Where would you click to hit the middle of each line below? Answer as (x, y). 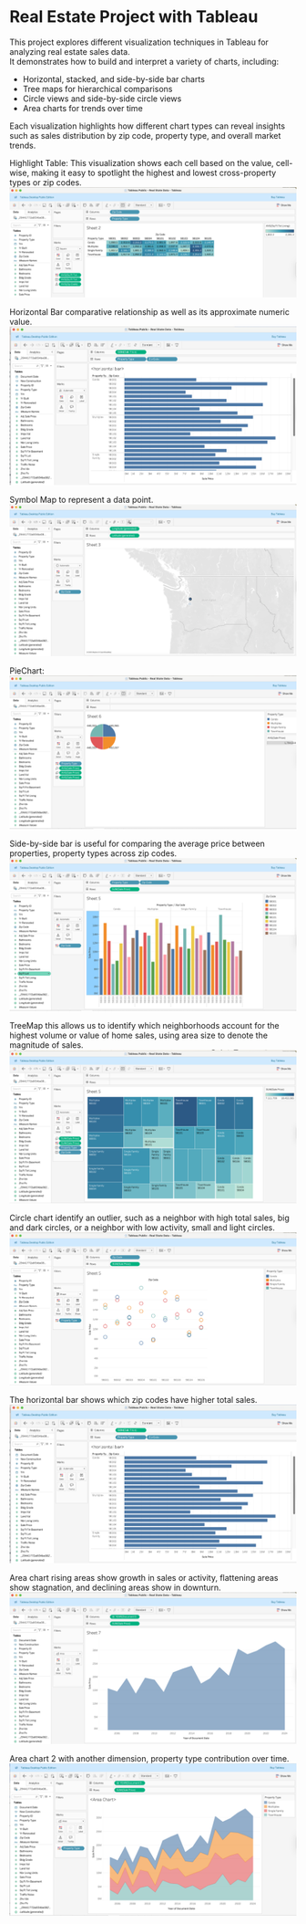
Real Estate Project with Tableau (134, 17)
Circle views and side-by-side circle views (102, 99)
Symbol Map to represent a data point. (82, 499)
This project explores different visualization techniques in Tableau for (139, 42)
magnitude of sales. (46, 1045)
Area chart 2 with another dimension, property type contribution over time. (149, 1758)
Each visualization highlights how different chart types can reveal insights (147, 126)
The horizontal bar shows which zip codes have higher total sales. (133, 1399)
